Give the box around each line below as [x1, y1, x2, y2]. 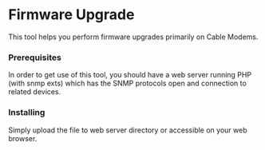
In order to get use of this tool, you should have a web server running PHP [8, 70, 252, 80]
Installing [8, 107, 45, 118]
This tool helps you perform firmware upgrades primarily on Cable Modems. [8, 32, 259, 41]
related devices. [8, 87, 61, 97]
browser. [8, 133, 38, 143]
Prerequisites [8, 52, 61, 63]
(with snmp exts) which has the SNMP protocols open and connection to [8, 78, 247, 89]
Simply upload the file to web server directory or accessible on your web [8, 125, 247, 135]
